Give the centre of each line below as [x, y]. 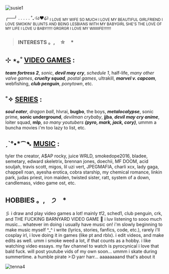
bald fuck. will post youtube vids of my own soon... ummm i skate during [81, 251]
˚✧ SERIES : [24, 99]
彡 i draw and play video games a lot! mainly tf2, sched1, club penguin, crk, [84, 213]
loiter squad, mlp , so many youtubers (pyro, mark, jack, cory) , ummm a [81, 122]
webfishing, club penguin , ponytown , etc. [49, 83]
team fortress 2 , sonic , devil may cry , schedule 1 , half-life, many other [80, 73]
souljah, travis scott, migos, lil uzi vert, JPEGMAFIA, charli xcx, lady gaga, [82, 167]
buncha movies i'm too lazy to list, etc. [46, 128]
